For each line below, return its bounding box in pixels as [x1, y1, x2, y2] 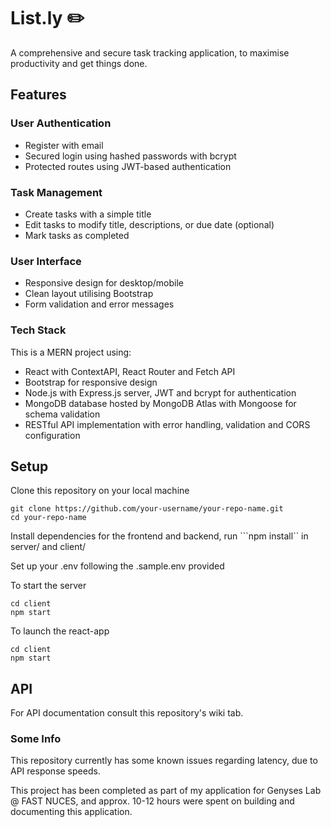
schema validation [24, 408, 101, 420]
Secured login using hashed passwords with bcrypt [24, 150, 237, 162]
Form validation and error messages [24, 298, 175, 310]
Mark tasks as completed [24, 229, 130, 241]
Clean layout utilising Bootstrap [24, 288, 154, 300]
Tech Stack [10, 323, 67, 337]
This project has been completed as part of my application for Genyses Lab [10, 785, 322, 797]
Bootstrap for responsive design [24, 376, 158, 388]
